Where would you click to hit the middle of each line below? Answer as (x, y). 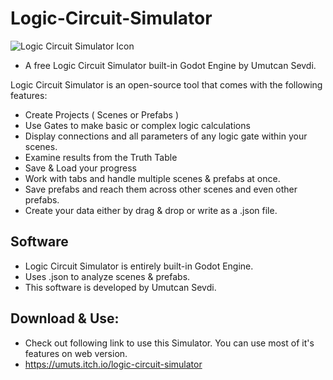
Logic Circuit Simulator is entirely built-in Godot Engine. (139, 266)
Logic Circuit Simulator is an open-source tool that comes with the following (166, 84)
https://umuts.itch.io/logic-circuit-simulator (113, 364)
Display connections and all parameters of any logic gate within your (166, 136)
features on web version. (76, 353)
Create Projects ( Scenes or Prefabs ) (101, 114)
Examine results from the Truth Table (101, 157)
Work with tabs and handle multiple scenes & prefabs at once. (152, 178)
